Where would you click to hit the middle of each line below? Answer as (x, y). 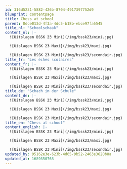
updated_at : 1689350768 (30, 159)
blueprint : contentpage (30, 14)
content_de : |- (21, 96)
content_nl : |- (21, 33)
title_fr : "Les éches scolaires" (40, 60)
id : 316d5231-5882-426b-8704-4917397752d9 (49, 10)
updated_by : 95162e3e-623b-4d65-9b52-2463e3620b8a (58, 154)
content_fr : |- (21, 64)
